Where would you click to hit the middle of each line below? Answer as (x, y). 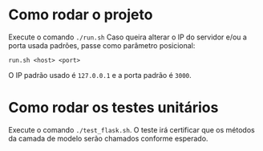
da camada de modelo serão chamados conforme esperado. (108, 138)
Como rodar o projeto (81, 15)
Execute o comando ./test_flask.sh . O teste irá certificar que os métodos (131, 129)
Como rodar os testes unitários (113, 108)
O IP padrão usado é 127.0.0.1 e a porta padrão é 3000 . (100, 75)
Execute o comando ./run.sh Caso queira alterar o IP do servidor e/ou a (127, 37)
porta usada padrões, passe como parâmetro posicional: (102, 45)
